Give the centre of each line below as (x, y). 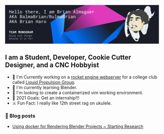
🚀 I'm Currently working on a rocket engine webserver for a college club (85, 77)
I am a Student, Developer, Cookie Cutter (68, 58)
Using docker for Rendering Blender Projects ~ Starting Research (78, 127)
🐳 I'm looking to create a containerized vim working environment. (78, 92)
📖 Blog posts (20, 116)
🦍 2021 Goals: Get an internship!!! (46, 98)
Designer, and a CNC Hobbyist (52, 65)
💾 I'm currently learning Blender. (44, 87)
